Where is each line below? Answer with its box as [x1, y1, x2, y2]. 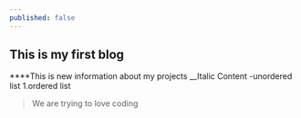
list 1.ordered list [9, 81, 71, 92]
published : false [9, 13, 76, 23]
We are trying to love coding [31, 98, 139, 109]
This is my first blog [9, 47, 125, 63]
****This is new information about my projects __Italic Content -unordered [9, 71, 293, 82]
